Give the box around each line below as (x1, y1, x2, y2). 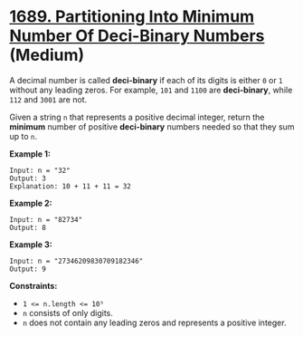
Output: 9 (9, 265, 47, 274)
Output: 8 (9, 223, 47, 232)
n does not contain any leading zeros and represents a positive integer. (22, 317, 287, 328)
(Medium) (9, 45, 85, 65)
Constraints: (9, 280, 58, 291)
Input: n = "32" (9, 166, 71, 175)
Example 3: (9, 238, 52, 250)
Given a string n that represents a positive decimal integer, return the (9, 111, 265, 122)
